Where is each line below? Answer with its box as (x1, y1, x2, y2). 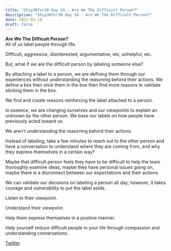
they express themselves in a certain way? (5, 149, 95, 155)
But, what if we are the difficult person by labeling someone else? (5, 61, 143, 67)
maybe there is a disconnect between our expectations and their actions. (5, 170, 160, 176)
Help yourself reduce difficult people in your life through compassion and (5, 225, 160, 231)
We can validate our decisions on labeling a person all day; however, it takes (5, 180, 166, 186)
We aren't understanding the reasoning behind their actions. (5, 128, 132, 134)
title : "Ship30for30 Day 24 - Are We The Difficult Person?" (5, 7, 139, 13)
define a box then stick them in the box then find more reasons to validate (5, 82, 161, 88)
